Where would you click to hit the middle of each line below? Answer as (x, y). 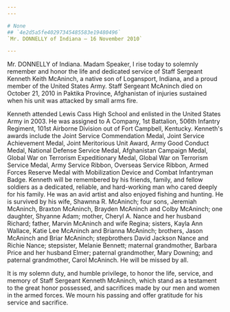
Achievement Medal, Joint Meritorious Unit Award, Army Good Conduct (108, 143)
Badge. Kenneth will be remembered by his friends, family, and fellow (105, 180)
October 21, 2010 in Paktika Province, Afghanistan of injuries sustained (107, 93)
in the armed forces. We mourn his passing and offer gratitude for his (105, 296)
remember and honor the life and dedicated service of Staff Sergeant (105, 71)
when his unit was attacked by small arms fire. (73, 101)
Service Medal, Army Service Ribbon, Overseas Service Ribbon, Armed (108, 165)
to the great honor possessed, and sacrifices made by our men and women (114, 288)
